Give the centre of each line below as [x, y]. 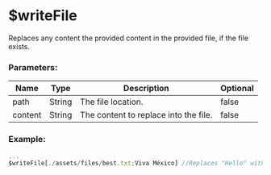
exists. [19, 46]
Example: [27, 140]
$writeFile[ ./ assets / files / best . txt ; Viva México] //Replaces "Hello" [128, 164]
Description [146, 89]
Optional [237, 89]
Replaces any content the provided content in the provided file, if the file [128, 38]
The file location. [112, 102]
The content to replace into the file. [146, 115]
